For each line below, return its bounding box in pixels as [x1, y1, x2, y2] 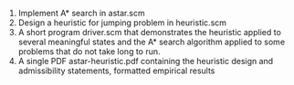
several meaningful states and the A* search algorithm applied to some [17, 36, 286, 47]
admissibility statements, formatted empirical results [17, 65, 215, 76]
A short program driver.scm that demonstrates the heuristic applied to [17, 27, 281, 37]
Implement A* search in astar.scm [17, 8, 145, 18]
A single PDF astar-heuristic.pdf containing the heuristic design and [17, 56, 274, 66]
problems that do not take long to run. [17, 46, 162, 57]
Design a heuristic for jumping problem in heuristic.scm [17, 17, 226, 28]
